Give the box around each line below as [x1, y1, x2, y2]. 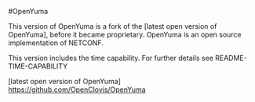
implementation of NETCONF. [8, 38, 104, 47]
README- [215, 54, 247, 62]
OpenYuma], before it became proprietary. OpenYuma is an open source [8, 30, 242, 39]
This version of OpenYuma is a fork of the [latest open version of [8, 22, 217, 30]
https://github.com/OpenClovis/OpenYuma [8, 85, 147, 94]
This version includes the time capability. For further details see [8, 54, 214, 62]
